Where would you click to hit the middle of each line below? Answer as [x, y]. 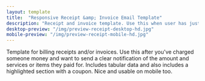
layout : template [28, 12]
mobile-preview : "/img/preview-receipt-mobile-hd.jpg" [77, 35]
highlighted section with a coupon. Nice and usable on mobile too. [89, 71]
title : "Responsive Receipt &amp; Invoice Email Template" [85, 18]
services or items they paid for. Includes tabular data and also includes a [97, 65]
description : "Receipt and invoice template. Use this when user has [97, 23]
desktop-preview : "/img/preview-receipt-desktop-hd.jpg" [80, 29]
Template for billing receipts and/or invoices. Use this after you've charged [100, 52]
